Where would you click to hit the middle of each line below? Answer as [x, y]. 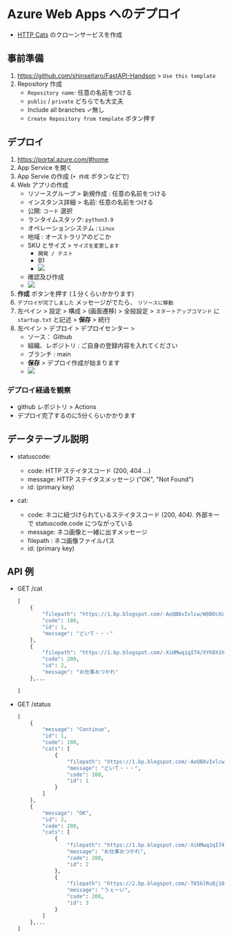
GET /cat [30, 588]
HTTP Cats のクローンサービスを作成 [70, 35]
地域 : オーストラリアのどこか [69, 236]
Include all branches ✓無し [66, 109]
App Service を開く [45, 167]
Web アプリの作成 [43, 184]
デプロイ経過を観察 [39, 390]
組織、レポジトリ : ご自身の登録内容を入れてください [103, 345]
